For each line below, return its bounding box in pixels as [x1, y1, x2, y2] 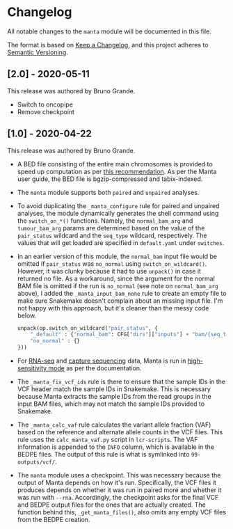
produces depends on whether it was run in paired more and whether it [17, 486, 222, 494]
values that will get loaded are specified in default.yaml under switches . [17, 238, 225, 247]
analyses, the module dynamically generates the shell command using [17, 209, 219, 217]
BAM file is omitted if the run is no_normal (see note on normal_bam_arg [17, 281, 218, 290]
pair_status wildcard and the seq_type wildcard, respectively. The [17, 231, 207, 239]
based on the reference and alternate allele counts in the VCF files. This [17, 428, 223, 436]
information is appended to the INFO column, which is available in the [17, 443, 214, 451]
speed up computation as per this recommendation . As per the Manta [17, 167, 217, 175]
